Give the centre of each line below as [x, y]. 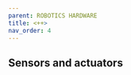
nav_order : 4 [30, 30]
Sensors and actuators [65, 63]
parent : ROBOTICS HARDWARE [53, 16]
